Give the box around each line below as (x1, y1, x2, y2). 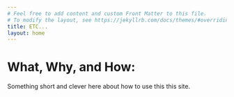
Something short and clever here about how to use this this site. (7, 82, 190, 91)
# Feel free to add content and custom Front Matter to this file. (7, 10, 208, 17)
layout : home (7, 29, 45, 37)
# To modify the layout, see (7, 17, 92, 24)
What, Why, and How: (7, 60, 136, 75)
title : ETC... (7, 23, 49, 30)
